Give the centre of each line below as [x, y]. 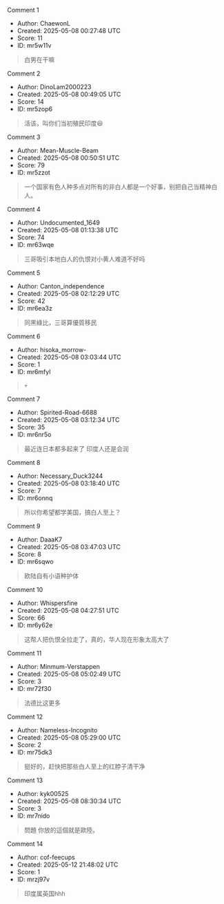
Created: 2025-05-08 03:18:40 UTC [69, 483]
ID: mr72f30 [34, 689]
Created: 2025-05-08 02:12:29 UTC [68, 294]
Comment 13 [25, 780]
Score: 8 [29, 554]
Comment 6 [24, 336]
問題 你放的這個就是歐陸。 [61, 830]
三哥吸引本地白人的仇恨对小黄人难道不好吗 [84, 259]
